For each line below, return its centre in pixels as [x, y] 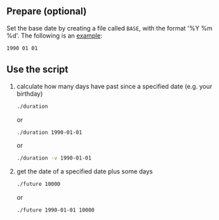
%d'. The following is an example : [55, 35]
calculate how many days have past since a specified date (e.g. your [114, 86]
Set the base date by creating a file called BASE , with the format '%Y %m [109, 28]
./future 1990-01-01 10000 [55, 210]
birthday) [29, 94]
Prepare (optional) [47, 11]
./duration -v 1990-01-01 [54, 158]
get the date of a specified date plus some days [85, 171]
